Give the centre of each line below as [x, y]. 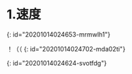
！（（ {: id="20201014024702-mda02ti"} [66, 49]
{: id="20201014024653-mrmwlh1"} [59, 34]
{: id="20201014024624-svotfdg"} [57, 63]
